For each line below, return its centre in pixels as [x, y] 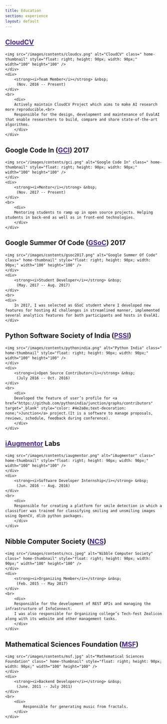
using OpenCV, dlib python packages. [44, 516]
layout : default [22, 21]
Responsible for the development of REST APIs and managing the [82, 604]
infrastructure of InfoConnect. [39, 609]
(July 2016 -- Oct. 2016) [43, 378]
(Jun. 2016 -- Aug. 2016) [43, 486]
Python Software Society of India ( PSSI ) [68, 336]
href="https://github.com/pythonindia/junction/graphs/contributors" [79, 403]
